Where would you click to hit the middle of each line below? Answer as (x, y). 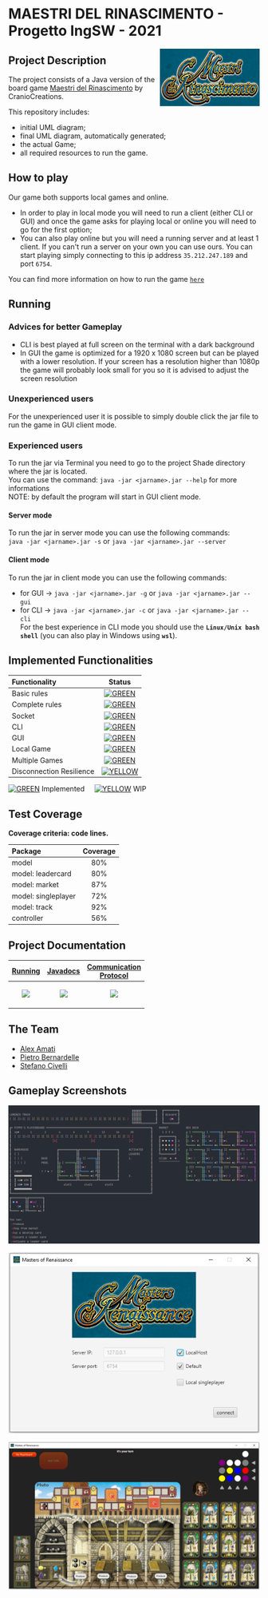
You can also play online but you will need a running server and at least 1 (139, 238)
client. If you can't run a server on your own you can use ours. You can (136, 246)
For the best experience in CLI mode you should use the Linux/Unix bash (140, 627)
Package (26, 851)
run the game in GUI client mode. (63, 425)
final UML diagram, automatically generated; (93, 136)
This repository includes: (49, 112)
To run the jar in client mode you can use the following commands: (118, 577)
